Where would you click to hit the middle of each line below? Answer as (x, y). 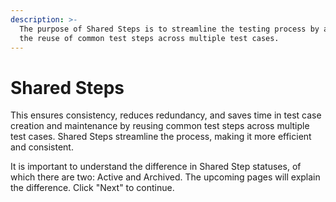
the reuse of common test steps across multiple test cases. (149, 38)
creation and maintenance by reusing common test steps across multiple (160, 126)
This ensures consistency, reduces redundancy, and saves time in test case (166, 115)
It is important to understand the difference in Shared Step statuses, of (156, 167)
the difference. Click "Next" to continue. (92, 188)
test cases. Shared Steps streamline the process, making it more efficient (161, 137)
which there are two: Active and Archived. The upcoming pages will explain (165, 177)
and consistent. (42, 147)
